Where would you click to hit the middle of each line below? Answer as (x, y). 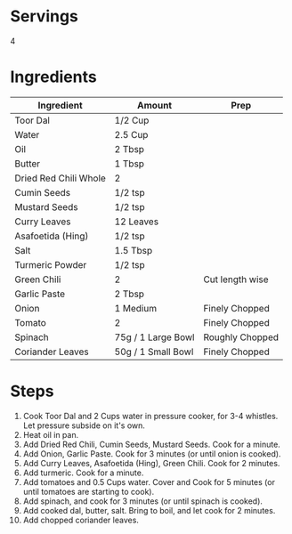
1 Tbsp (130, 164)
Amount (155, 105)
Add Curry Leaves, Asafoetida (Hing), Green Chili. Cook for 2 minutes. (151, 463)
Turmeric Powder (51, 264)
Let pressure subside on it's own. (84, 425)
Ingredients (53, 77)
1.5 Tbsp (134, 250)
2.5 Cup (131, 134)
